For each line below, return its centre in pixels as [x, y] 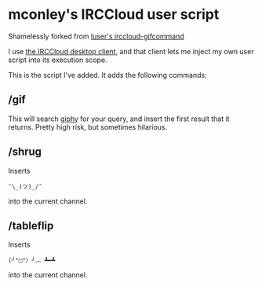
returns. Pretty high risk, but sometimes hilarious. [87, 126]
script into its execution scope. [58, 60]
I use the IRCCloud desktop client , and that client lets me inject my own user [131, 51]
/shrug [25, 152]
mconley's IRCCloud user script [114, 15]
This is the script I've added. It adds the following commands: [107, 75]
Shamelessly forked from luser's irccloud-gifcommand [96, 36]
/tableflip [31, 225]
